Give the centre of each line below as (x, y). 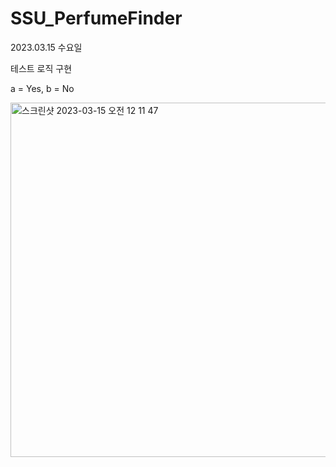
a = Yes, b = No (42, 88)
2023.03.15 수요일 (46, 47)
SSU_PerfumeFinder (96, 18)
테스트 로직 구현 (41, 68)
